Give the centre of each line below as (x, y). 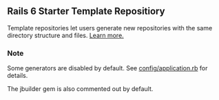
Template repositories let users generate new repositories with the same (110, 28)
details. (18, 76)
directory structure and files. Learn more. (65, 35)
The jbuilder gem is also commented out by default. (80, 89)
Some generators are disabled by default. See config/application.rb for (107, 68)
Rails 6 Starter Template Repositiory (86, 11)
